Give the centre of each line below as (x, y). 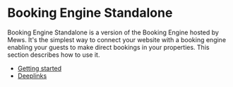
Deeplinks (32, 76)
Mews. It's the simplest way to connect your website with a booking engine (117, 39)
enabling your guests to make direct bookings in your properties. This (108, 47)
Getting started (40, 68)
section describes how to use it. (54, 55)
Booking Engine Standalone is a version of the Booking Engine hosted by (113, 32)
